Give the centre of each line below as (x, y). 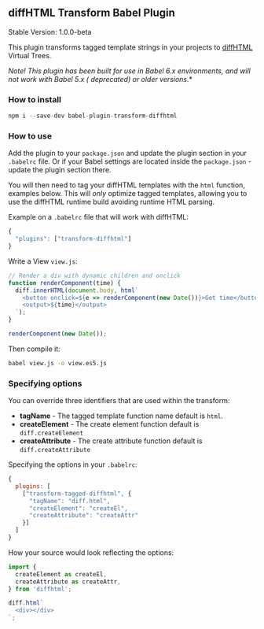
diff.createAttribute (55, 450)
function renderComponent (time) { (65, 283)
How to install (35, 99)
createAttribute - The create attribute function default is (111, 441)
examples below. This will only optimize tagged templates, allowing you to (128, 194)
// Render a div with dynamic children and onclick (94, 276)
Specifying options (45, 383)
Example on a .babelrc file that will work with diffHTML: (98, 217)
